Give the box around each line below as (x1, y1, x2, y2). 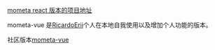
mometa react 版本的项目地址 (7, 6, 92, 14)
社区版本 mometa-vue (7, 35, 69, 44)
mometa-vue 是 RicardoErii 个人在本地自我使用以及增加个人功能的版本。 (7, 21, 212, 29)
